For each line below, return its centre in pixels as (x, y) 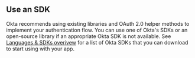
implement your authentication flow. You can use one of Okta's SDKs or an (97, 30)
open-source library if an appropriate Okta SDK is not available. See (89, 36)
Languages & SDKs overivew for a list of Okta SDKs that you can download (97, 42)
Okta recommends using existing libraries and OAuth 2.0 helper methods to (98, 23)
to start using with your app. (40, 49)
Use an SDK (28, 10)
